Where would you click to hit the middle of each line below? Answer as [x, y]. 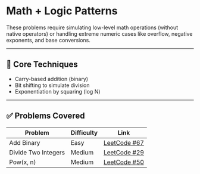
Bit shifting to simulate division [52, 85]
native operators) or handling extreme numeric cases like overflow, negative [99, 33]
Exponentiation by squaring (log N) [57, 91]
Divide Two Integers [37, 152]
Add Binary [25, 142]
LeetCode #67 [124, 142]
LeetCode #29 [124, 152]
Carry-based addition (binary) [51, 79]
